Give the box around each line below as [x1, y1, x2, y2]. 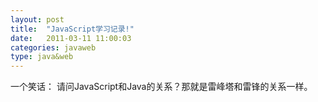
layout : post [10, 14, 65, 25]
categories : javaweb [10, 42, 97, 53]
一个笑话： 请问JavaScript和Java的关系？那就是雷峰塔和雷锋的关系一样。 [10, 81, 313, 93]
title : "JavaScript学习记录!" [10, 24, 135, 34]
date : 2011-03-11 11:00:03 [10, 33, 132, 43]
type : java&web [10, 52, 74, 62]
